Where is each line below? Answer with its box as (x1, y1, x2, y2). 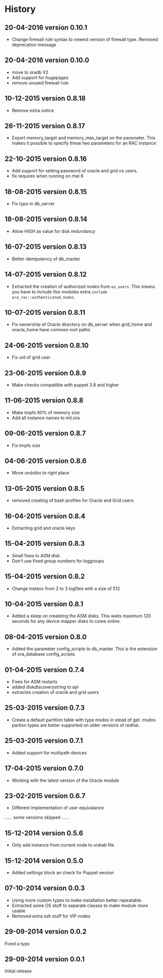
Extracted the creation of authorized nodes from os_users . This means (11, 283, 155, 289)
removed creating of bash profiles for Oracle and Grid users (11, 498, 134, 504)
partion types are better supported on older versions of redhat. (11, 722, 140, 728)
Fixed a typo (4, 940, 30, 947)
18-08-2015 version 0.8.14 (4, 215, 87, 224)
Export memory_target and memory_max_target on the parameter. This (11, 135, 156, 141)
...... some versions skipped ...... (4, 815, 70, 821)
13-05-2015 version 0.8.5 (4, 484, 85, 493)
